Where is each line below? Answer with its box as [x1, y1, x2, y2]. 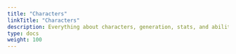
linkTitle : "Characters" [7, 17, 80, 24]
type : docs [7, 29, 39, 37]
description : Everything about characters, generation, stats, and [7, 23, 209, 30]
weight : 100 [7, 36, 42, 43]
